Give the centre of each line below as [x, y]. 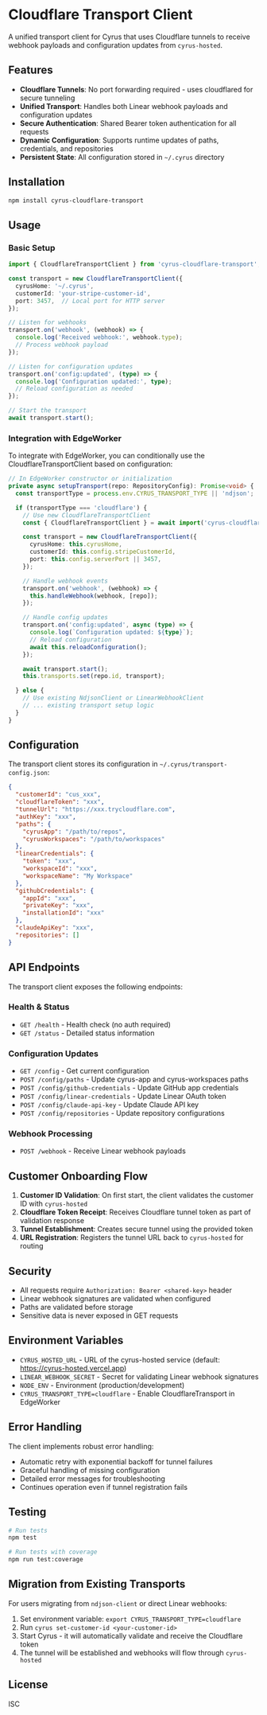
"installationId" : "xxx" [64, 913]
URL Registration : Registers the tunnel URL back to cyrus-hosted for [132, 1238]
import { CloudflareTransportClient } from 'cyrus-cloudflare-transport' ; [135, 264]
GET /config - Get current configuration [84, 1071]
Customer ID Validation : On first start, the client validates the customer [137, 1195]
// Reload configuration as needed [74, 389]
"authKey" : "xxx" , [46, 817]
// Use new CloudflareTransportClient [87, 515]
